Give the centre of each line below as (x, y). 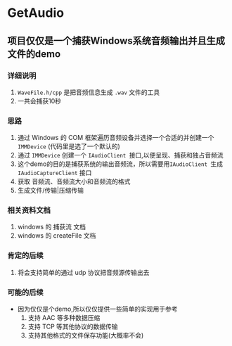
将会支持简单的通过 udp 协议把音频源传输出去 (83, 272)
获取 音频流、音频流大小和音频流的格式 (74, 181)
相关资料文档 (29, 210)
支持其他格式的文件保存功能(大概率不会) (86, 335)
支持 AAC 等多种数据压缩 (64, 318)
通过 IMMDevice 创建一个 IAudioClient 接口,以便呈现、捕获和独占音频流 (120, 155)
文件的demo (34, 54)
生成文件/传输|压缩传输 (51, 191)
